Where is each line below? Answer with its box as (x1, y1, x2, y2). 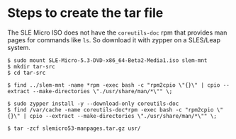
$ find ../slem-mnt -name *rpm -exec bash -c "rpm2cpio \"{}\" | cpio (7, 81, 220, 89)
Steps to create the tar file (7, 5, 164, 21)
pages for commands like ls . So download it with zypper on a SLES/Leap (7, 35, 221, 44)
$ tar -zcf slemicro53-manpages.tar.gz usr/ (7, 125, 141, 132)
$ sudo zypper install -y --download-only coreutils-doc (7, 100, 179, 107)
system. (7, 43, 30, 52)
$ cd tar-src (7, 69, 46, 76)
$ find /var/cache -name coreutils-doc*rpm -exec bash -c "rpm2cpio (7, 106, 214, 114)
